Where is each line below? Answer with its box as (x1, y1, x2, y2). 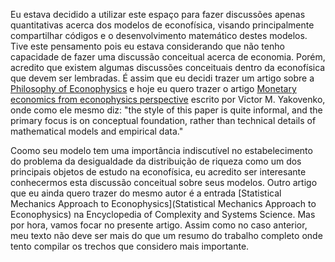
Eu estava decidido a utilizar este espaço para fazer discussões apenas (10, 9, 306, 20)
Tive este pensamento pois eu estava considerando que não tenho (10, 40, 285, 52)
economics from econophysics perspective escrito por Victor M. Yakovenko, (10, 94, 326, 105)
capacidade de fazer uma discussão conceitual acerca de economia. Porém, (10, 51, 326, 63)
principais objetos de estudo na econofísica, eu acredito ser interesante (10, 166, 307, 178)
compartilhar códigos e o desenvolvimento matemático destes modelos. (10, 30, 308, 41)
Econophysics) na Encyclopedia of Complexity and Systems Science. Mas (10, 209, 316, 220)
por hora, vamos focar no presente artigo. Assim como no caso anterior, (10, 219, 308, 231)
